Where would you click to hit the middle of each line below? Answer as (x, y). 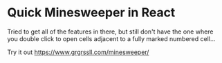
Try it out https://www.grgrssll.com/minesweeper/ (78, 52)
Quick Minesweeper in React (91, 13)
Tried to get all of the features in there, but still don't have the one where (110, 32)
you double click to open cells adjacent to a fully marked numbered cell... (111, 38)
